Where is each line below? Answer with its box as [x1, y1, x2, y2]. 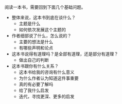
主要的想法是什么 [18, 39, 53, 45]
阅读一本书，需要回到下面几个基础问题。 [4, 4, 86, 10]
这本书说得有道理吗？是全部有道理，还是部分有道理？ [11, 51, 119, 57]
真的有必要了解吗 [18, 82, 53, 87]
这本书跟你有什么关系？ [11, 63, 59, 69]
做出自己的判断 [18, 57, 49, 63]
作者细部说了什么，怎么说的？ [11, 33, 71, 38]
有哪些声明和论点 [18, 45, 53, 51]
